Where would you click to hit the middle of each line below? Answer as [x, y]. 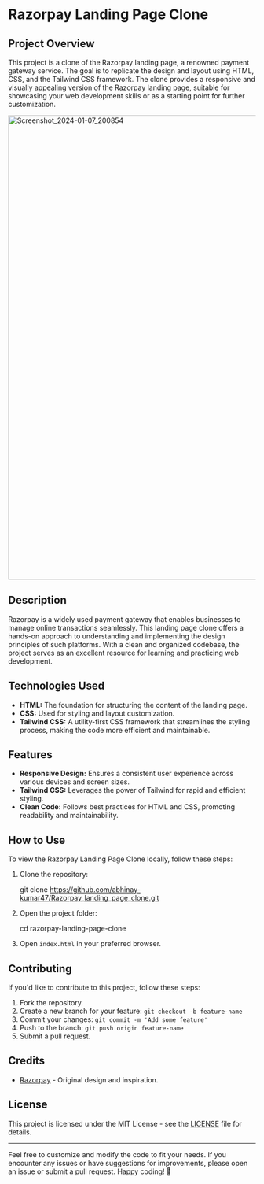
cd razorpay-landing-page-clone [73, 929]
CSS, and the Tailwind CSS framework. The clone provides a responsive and [132, 79]
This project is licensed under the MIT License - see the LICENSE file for [125, 1123]
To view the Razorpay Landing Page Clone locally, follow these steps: [121, 859]
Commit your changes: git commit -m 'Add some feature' [114, 1019]
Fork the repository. [51, 1003]
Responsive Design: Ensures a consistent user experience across [126, 774]
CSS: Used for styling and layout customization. [97, 713]
